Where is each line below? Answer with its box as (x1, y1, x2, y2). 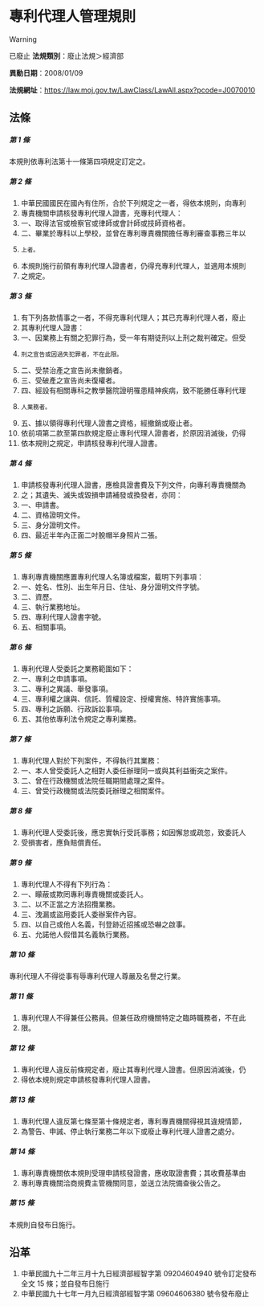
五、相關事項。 (20, 622, 71, 632)
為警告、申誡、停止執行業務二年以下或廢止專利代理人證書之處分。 (20, 1126, 239, 1136)
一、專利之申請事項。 (20, 674, 91, 684)
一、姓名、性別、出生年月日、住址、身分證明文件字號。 (20, 582, 204, 592)
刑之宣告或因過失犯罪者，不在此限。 (20, 350, 123, 358)
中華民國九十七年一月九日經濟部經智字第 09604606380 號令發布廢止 (20, 1288, 250, 1298)
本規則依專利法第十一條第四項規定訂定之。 (9, 157, 150, 166)
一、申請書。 (20, 500, 63, 510)
